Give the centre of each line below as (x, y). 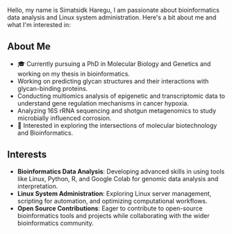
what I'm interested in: (39, 25)
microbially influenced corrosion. (64, 118)
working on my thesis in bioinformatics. (74, 74)
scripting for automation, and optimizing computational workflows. (112, 201)
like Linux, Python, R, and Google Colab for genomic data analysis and (118, 178)
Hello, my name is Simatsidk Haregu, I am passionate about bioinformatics (114, 10)
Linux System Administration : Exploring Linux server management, (114, 193)
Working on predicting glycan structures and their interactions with (113, 81)
